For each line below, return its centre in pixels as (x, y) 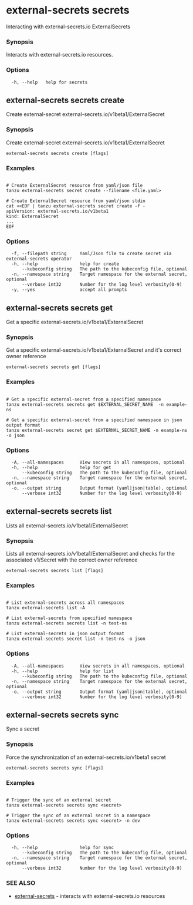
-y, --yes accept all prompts (69, 290)
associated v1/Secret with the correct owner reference (72, 560)
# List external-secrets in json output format (65, 634)
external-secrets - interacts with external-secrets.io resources (90, 896)
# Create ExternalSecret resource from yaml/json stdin (76, 201)
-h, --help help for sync (63, 848)
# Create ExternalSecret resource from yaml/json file (75, 185)
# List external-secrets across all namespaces (65, 603)
